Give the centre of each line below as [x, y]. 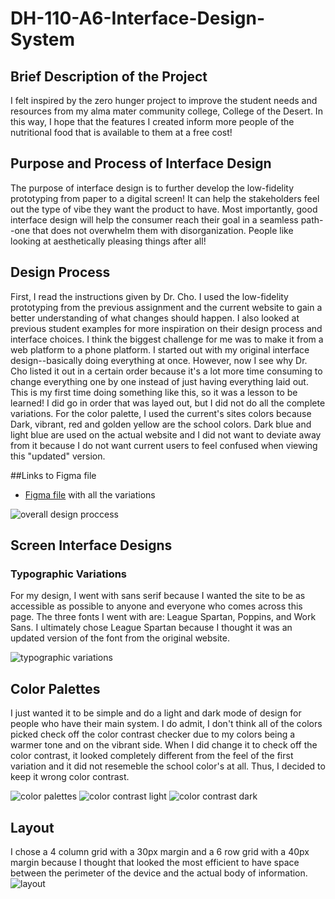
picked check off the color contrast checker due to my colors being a [153, 734]
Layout [32, 827]
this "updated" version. [58, 456]
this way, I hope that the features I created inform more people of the [152, 121]
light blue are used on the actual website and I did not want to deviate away [166, 434]
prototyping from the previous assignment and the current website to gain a [166, 307]
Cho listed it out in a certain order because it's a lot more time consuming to [166, 371]
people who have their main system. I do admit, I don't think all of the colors [166, 724]
